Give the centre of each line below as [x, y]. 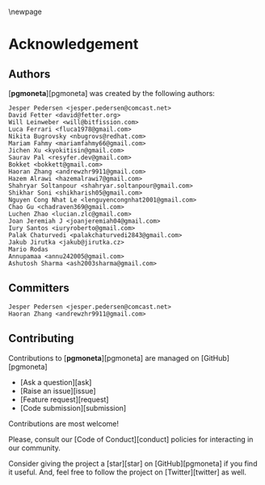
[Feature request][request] [64, 399]
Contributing [41, 339]
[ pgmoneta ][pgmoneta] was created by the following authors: [112, 93]
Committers [39, 288]
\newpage [25, 12]
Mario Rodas [28, 249]
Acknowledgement [74, 44]
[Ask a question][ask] [56, 382]
